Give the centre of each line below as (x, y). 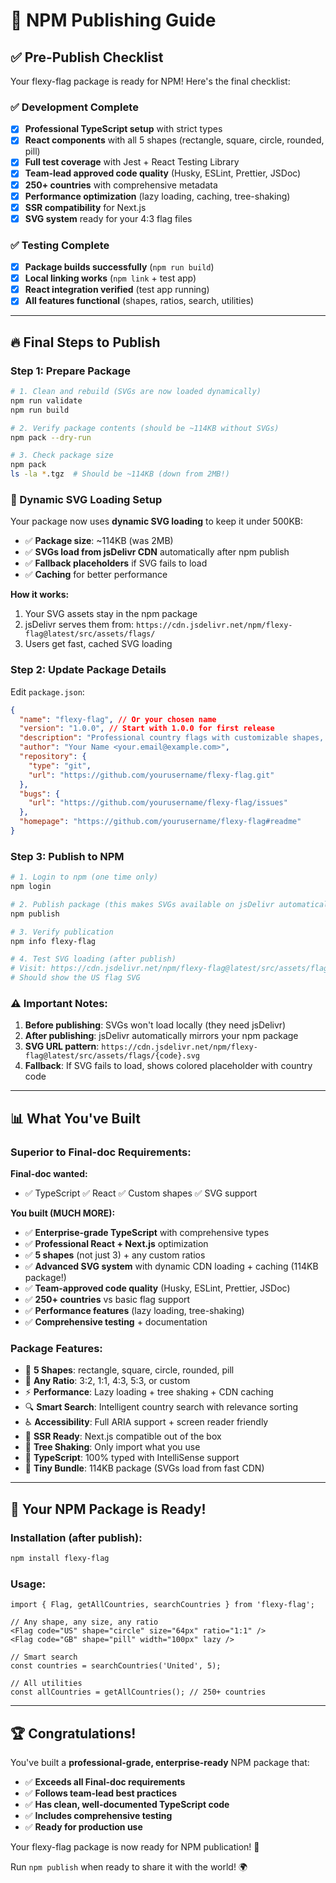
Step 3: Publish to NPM (67, 856)
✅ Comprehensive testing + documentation (116, 1322)
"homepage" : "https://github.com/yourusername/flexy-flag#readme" (160, 822)
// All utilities (46, 1684)
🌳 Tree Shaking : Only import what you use (112, 1447)
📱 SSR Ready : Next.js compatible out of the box (123, 1436)
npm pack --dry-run (51, 437)
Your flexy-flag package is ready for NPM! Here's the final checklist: (150, 81)
